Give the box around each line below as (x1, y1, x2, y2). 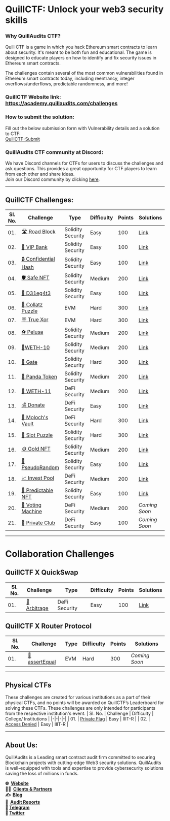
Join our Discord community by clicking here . (5, 176, 100, 182)
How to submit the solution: (5, 113, 75, 120)
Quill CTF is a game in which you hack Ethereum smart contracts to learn (5, 44, 157, 50)
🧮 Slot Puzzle (21, 431, 53, 438)
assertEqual (27, 658, 56, 665)
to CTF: (5, 131, 21, 137)
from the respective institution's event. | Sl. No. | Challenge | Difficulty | (5, 710, 154, 717)
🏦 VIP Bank (21, 243, 48, 250)
